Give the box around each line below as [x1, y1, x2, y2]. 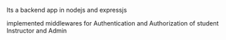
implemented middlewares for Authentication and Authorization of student [6, 19, 219, 27]
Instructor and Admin [6, 27, 67, 34]
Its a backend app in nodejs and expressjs [6, 6, 127, 14]
